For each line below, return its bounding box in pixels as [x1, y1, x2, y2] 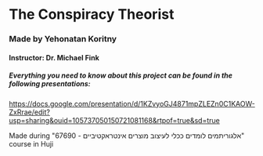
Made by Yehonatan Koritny [9, 34, 117, 45]
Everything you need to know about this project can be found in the [9, 71, 233, 80]
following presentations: [9, 79, 91, 89]
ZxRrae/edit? [9, 107, 50, 117]
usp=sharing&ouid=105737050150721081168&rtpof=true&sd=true [9, 115, 220, 125]
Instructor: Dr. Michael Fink [9, 53, 100, 62]
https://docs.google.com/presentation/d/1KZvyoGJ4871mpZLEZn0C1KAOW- [9, 99, 255, 108]
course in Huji [9, 139, 54, 148]
